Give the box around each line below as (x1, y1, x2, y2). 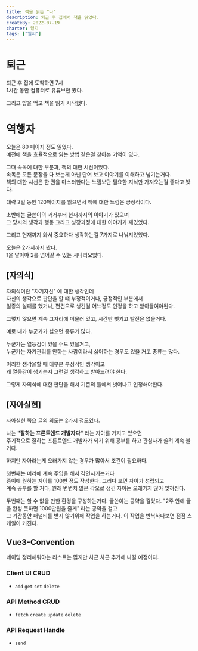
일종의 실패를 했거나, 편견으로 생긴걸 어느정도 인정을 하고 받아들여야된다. (6, 302, 175, 309)
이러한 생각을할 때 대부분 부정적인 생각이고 (6, 360, 106, 367)
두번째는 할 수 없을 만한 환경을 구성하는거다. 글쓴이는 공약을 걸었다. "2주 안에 (6, 497, 185, 504)
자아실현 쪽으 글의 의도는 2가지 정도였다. (6, 417, 100, 424)
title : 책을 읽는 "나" (6, 8, 57, 15)
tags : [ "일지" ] (6, 31, 42, 37)
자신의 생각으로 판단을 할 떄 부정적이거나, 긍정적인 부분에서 (6, 294, 143, 302)
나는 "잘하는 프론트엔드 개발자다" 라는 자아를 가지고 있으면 (6, 429, 142, 436)
